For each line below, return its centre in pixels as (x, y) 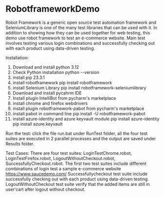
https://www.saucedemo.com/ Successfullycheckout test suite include (77, 174)
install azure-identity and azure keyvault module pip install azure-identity (86, 119)
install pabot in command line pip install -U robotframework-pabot (79, 113)
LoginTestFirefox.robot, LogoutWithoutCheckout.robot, (61, 158)
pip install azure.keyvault (38, 124)
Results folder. (20, 143)
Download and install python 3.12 (46, 67)
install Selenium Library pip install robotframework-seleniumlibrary (79, 88)
